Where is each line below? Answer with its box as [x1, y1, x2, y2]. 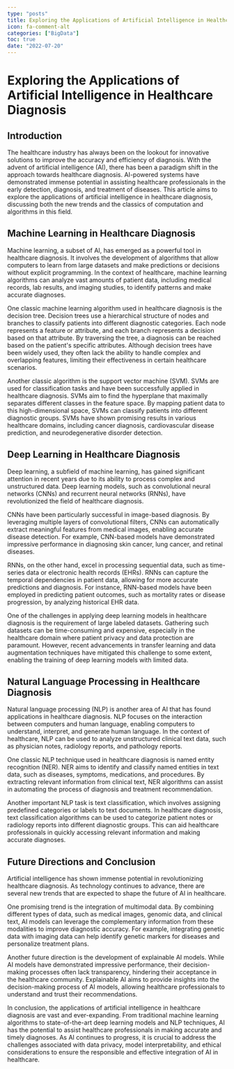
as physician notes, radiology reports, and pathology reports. [7, 742, 182, 751]
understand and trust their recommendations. [7, 990, 138, 999]
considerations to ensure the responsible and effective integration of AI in [7, 1048, 219, 1056]
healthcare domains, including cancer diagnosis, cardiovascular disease [7, 421, 214, 429]
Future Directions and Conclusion [7, 856, 156, 868]
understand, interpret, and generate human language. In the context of [7, 727, 210, 735]
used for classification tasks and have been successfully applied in [7, 384, 200, 392]
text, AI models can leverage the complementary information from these [7, 917, 214, 926]
